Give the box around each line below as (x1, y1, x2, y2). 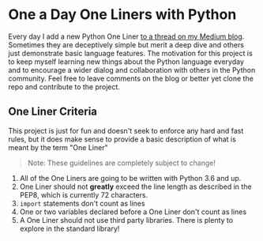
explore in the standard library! (19, 224, 120, 233)
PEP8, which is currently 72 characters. (19, 190, 148, 199)
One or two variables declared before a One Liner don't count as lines (19, 207, 247, 217)
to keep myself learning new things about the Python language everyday (8, 57, 245, 66)
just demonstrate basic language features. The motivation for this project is (8, 48, 253, 58)
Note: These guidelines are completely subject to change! (27, 158, 216, 168)
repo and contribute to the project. (8, 81, 121, 92)
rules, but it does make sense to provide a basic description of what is (8, 134, 237, 144)
